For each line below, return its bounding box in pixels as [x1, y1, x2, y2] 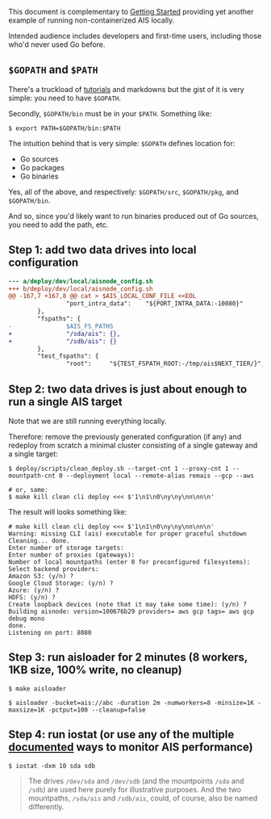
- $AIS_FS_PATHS [8, 322, 114, 330]
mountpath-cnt [8, 472, 56, 480]
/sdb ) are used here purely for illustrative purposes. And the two [27, 784, 242, 794]
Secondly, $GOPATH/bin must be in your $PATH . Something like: [8, 108, 212, 118]
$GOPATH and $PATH [8, 63, 98, 77]
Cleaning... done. [8, 536, 70, 544]
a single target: [8, 448, 58, 459]
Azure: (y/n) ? [8, 586, 60, 594]
